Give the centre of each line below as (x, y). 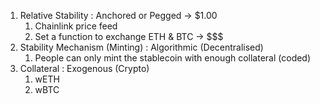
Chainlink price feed (76, 26)
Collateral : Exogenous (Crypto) (84, 68)
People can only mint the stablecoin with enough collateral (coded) (173, 58)
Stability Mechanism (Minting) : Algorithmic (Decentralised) (141, 47)
